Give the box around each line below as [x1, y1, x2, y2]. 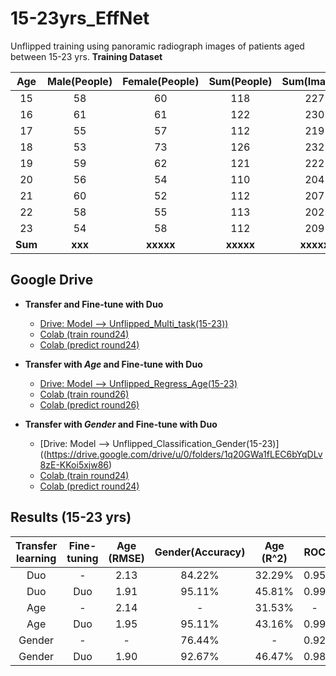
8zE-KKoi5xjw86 [39, 458, 110, 471]
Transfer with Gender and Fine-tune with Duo [24, 418, 218, 430]
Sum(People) [208, 74, 273, 88]
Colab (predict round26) [39, 398, 140, 411]
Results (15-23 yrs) [10, 509, 132, 526]
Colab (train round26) [39, 388, 130, 400]
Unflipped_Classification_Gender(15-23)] [112, 437, 280, 449]
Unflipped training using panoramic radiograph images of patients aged [10, 40, 305, 52]
